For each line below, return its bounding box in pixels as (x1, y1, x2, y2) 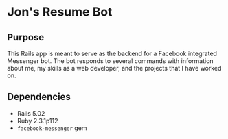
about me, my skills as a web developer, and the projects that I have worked (7, 64, 222, 72)
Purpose (7, 31, 45, 43)
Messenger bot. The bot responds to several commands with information (7, 57, 214, 65)
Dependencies (7, 91, 71, 103)
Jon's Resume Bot (7, 4, 113, 20)
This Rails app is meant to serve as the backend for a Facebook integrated (7, 49, 218, 58)
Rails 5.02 (16, 109, 45, 117)
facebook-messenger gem (16, 124, 87, 132)
